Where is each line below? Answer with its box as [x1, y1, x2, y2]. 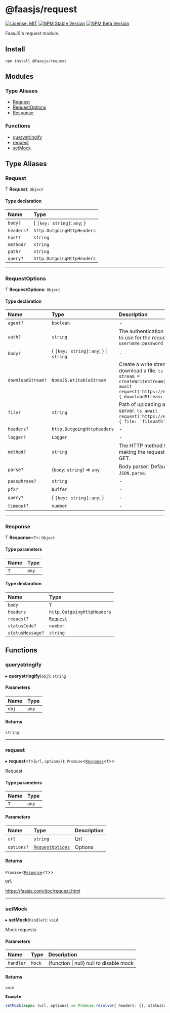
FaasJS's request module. [5, 30, 60, 36]
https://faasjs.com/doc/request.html [5, 888, 80, 894]
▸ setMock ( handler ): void [5, 917, 59, 923]
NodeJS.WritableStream [51, 377, 106, 383]
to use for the [118, 334, 151, 341]
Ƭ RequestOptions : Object [5, 286, 61, 293]
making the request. [118, 449, 166, 456]
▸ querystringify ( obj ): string [5, 673, 66, 679]
